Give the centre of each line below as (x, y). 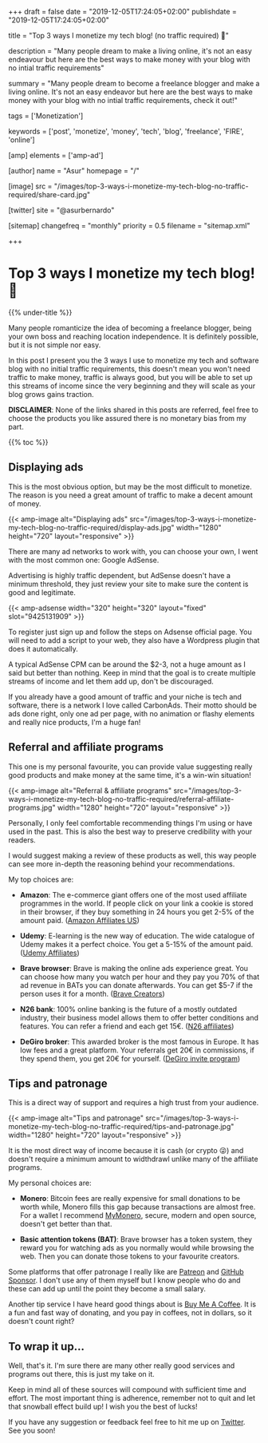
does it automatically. (43, 648)
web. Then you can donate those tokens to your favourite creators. (130, 1256)
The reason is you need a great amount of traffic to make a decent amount (131, 495)
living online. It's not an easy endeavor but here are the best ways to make (130, 92)
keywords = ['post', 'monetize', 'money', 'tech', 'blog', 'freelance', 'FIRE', (126, 131)
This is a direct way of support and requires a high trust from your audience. (134, 1103)
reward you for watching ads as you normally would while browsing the (137, 1248)
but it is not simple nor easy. (55, 345)
